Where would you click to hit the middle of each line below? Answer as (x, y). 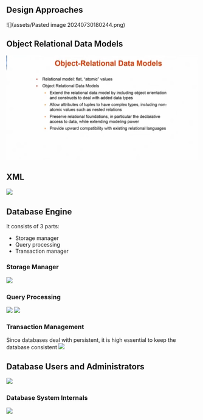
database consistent (32, 347)
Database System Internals (47, 398)
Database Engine (39, 212)
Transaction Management (45, 327)
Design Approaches (45, 10)
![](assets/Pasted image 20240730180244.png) (66, 24)
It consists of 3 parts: (33, 226)
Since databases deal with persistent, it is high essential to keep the (91, 340)
